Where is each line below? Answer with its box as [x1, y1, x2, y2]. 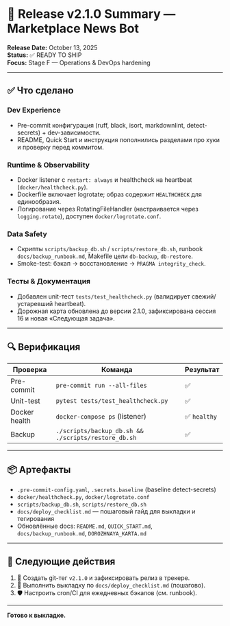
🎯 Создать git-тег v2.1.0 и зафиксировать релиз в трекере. [16, 573, 190, 582]
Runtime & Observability [7, 160, 90, 170]
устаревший [16, 299, 53, 308]
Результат [184, 365, 220, 375]
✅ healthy [184, 412, 218, 421]
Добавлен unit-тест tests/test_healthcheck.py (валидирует [16, 292, 190, 301]
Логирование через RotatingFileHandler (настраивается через [16, 205, 199, 213]
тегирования [16, 515, 55, 523]
